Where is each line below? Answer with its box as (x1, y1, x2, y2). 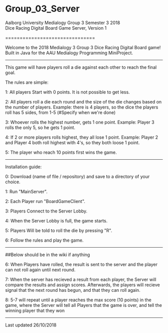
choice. (5, 179, 21, 185)
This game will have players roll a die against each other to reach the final (5, 64, 157, 70)
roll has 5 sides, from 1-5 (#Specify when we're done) (5, 109, 116, 116)
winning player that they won (5, 307, 65, 313)
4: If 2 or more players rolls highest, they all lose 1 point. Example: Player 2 (5, 134, 158, 140)
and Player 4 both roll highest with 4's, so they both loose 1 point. (5, 139, 140, 146)
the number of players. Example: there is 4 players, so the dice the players (5, 104, 158, 110)
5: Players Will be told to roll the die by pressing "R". (5, 227, 112, 234)
